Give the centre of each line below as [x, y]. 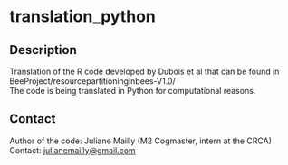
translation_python [83, 17]
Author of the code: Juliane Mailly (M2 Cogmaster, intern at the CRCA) [140, 141]
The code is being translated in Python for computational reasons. [133, 91]
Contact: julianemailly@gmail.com [72, 150]
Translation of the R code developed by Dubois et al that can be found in [144, 71]
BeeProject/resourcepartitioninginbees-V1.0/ [92, 81]
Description [43, 50]
